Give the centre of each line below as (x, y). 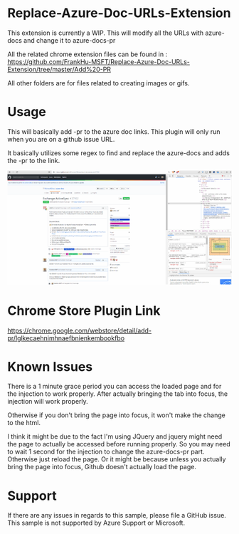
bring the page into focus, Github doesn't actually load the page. (102, 467)
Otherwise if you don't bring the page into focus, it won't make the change (116, 415)
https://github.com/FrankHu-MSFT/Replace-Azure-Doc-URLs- (99, 61)
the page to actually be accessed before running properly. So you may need (119, 444)
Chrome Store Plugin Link (84, 310)
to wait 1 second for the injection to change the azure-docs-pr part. (106, 452)
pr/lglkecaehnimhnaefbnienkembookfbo (66, 338)
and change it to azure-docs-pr (70, 40)
